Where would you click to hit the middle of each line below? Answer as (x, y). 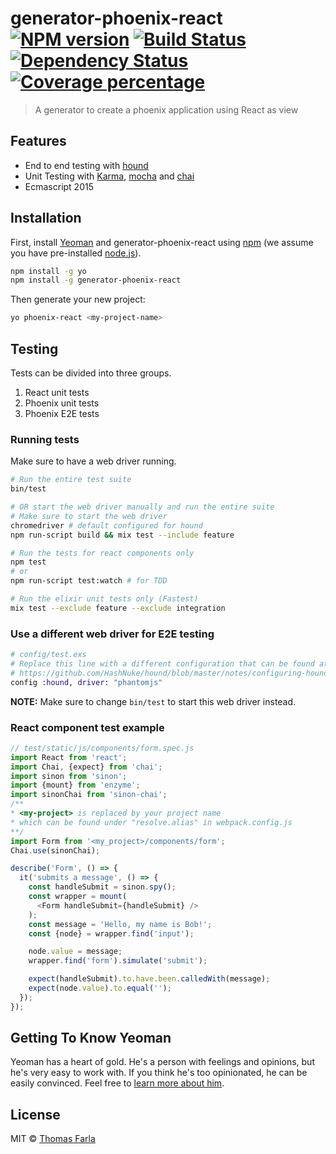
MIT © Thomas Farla (53, 1139)
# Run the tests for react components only (102, 553)
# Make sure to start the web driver (89, 516)
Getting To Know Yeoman (91, 1038)
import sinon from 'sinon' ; (69, 776)
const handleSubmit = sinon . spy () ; (102, 887)
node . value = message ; (75, 952)
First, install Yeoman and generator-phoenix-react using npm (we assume (162, 242)
